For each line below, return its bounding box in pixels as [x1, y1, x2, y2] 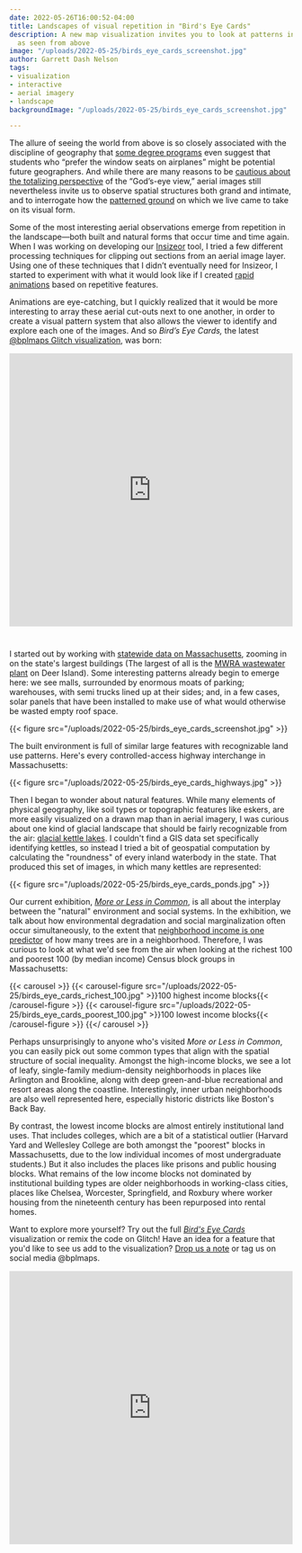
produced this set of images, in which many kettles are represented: [9, 861, 262, 872]
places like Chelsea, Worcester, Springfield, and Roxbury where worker [9, 1188, 273, 1199]
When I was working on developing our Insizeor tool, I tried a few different [9, 241, 283, 252]
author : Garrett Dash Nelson [9, 55, 119, 64]
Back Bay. [9, 1103, 47, 1114]
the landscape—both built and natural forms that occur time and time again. [9, 231, 290, 243]
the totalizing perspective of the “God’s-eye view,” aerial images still [9, 176, 262, 187]
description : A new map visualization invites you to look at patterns [9, 30, 283, 39]
